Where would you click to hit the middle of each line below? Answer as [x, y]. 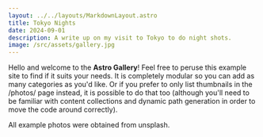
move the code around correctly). [63, 110]
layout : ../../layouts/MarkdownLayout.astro [83, 15]
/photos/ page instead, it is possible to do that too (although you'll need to [129, 93]
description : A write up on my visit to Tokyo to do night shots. [120, 38]
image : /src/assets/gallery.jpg [61, 45]
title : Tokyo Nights [42, 23]
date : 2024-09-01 [37, 30]
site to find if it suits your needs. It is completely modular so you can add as [131, 76]
